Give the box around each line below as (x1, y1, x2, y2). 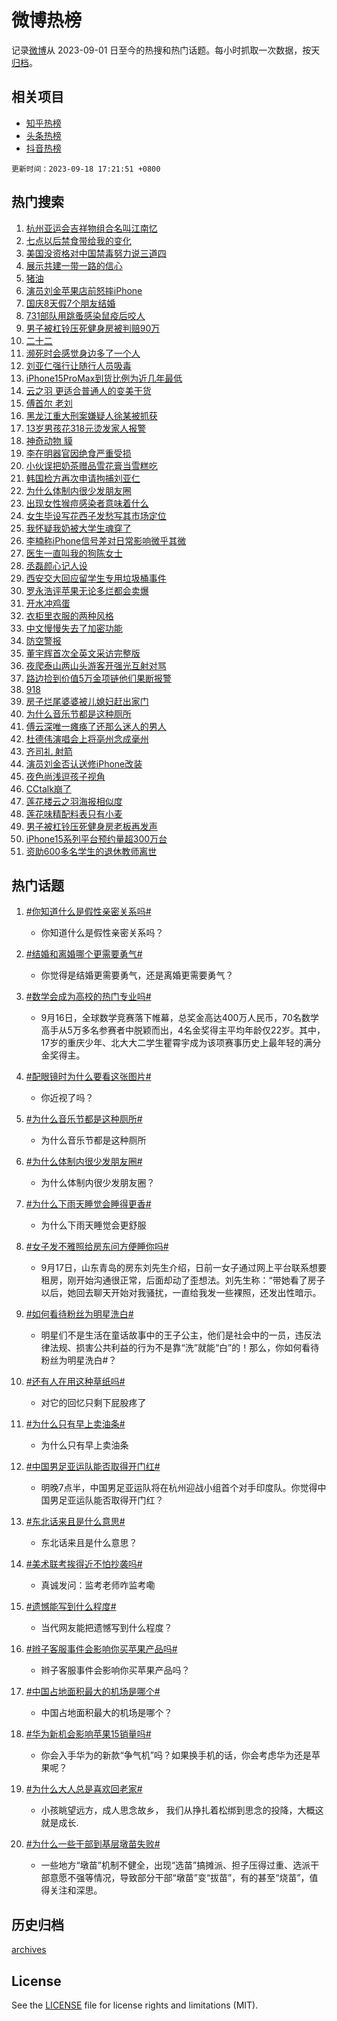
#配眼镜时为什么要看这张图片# (25, 1071, 152, 1083)
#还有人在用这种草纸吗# (25, 1376, 126, 1388)
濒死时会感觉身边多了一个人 (25, 347, 141, 359)
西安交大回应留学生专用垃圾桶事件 (25, 572, 167, 584)
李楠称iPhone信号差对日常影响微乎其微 (25, 534, 187, 546)
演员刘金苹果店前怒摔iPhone (25, 284, 143, 296)
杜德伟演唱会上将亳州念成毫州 (25, 732, 149, 745)
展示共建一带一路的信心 (25, 259, 123, 271)
